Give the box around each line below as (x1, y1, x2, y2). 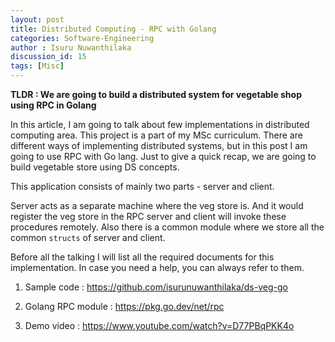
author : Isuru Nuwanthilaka (10, 42, 132, 53)
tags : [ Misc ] (10, 61, 65, 71)
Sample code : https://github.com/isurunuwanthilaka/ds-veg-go (24, 281, 288, 293)
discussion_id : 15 (10, 52, 87, 62)
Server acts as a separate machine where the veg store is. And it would (10, 200, 304, 211)
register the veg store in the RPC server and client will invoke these (10, 211, 287, 222)
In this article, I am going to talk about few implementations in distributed (10, 119, 310, 130)
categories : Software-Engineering (10, 33, 155, 43)
